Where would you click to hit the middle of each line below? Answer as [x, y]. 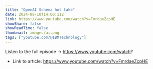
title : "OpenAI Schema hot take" [40, 10]
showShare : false [23, 24]
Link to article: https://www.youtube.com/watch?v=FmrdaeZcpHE [80, 61]
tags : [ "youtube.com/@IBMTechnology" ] [46, 38]
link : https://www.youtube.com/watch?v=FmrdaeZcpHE [60, 19]
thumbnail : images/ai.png [32, 33]
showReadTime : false [27, 28]
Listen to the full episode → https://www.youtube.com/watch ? [69, 51]
